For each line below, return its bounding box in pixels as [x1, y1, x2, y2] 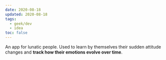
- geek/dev [9, 21, 32, 26]
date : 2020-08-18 [5, 7, 41, 12]
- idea [9, 26, 23, 31]
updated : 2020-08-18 [5, 12, 48, 17]
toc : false [5, 30, 28, 35]
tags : [5, 16, 16, 21]
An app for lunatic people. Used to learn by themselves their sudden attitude [5, 44, 161, 50]
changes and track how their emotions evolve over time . [5, 49, 123, 55]
